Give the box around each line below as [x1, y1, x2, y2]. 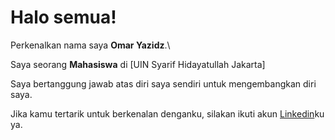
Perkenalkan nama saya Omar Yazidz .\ [10, 39, 171, 51]
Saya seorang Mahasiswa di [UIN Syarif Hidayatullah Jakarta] [10, 58, 266, 70]
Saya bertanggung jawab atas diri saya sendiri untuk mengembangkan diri [10, 77, 317, 90]
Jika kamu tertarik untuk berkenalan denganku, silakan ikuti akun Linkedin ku [10, 107, 325, 120]
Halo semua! [10, 6, 117, 29]
